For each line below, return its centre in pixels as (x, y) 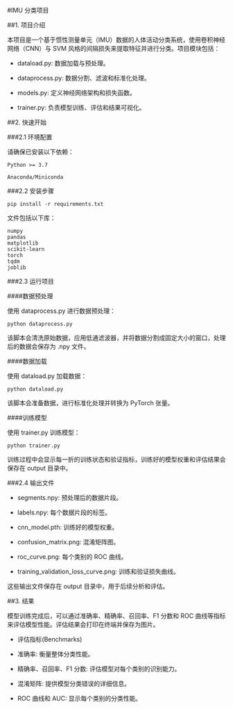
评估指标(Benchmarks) (50, 639)
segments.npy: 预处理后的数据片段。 (70, 498)
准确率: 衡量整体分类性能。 (55, 654)
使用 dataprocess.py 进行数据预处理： (61, 311)
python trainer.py (34, 446)
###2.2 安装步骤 (31, 191)
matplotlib (23, 243)
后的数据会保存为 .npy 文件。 (49, 347)
